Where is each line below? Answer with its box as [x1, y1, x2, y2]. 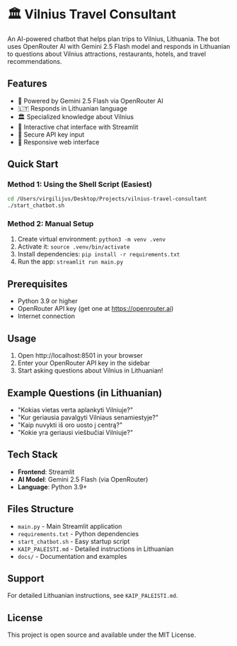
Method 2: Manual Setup [7, 219, 94, 229]
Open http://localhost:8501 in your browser [17, 351, 143, 360]
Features [7, 78, 47, 90]
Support [7, 572, 45, 584]
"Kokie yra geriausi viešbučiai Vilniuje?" [17, 428, 133, 436]
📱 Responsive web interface [17, 137, 100, 146]
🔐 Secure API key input [17, 130, 85, 139]
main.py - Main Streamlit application [17, 522, 122, 531]
